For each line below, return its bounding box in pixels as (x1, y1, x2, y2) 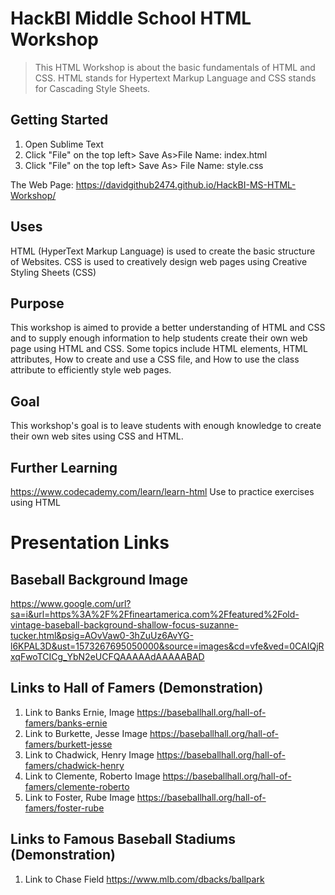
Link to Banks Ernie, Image (24, 706, 135, 718)
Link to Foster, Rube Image (24, 791, 135, 803)
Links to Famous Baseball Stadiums (10, 831, 236, 848)
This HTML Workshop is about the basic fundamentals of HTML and (34, 61, 316, 73)
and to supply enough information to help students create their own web (10, 332, 308, 344)
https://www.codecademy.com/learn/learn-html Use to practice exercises (10, 486, 315, 497)
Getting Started (10, 112, 109, 129)
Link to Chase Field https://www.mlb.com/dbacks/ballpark (24, 873, 265, 885)
